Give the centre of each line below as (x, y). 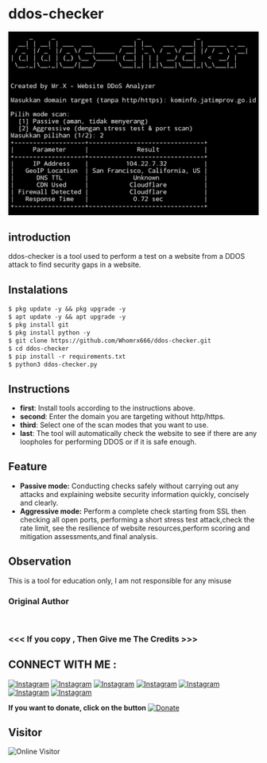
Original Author (39, 601)
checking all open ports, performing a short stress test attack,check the (137, 519)
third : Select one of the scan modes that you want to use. (114, 425)
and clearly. (39, 503)
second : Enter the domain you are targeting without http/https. (122, 416)
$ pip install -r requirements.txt (67, 357)
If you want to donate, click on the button (77, 707)
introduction (40, 237)
